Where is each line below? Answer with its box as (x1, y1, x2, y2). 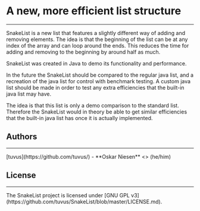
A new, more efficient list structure (6, 4, 182, 18)
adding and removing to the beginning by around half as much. (6, 48, 161, 55)
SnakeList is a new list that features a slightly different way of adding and (6, 29, 186, 36)
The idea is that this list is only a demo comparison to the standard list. (6, 102, 180, 109)
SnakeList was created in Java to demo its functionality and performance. (6, 59, 187, 67)
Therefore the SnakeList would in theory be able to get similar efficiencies (6, 108, 187, 115)
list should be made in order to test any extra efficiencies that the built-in (6, 84, 185, 91)
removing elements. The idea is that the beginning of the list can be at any (6, 36, 188, 43)
